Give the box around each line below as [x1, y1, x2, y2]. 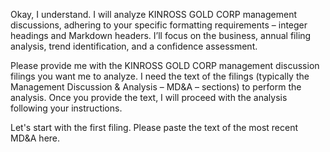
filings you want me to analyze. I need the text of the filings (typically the [10, 70, 310, 82]
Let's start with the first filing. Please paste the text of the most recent [10, 122, 299, 133]
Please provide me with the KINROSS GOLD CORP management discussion [10, 60, 320, 71]
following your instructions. [10, 102, 123, 114]
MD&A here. [10, 132, 61, 144]
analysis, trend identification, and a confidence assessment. [10, 40, 258, 52]
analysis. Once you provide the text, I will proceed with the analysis [10, 92, 288, 103]
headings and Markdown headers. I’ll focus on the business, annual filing [10, 30, 312, 41]
